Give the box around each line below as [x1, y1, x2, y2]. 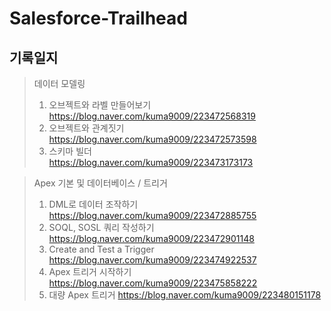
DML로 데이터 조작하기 [48, 198, 139, 210]
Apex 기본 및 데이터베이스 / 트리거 [33, 177, 168, 189]
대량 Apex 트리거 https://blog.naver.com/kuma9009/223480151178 [48, 289, 322, 301]
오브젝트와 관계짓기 [48, 122, 125, 134]
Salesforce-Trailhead [9, 7, 188, 30]
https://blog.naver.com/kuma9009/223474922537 [48, 254, 257, 266]
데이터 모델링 [33, 78, 86, 89]
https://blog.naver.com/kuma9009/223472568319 [48, 110, 256, 122]
